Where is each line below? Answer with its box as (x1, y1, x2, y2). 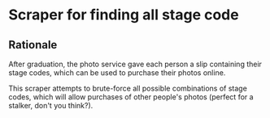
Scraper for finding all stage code (8, 6, 239, 24)
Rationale (8, 38, 58, 52)
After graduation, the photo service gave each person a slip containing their (8, 59, 263, 69)
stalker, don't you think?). (8, 101, 94, 110)
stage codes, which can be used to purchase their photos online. (8, 68, 226, 78)
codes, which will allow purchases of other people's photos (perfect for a (8, 92, 254, 102)
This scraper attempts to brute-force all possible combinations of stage (8, 83, 248, 93)
